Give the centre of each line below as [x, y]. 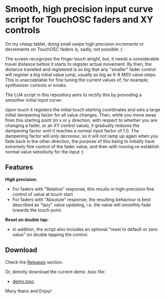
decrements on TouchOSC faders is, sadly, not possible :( [64, 49]
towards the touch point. [37, 210]
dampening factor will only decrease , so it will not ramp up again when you [82, 136]
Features [19, 167]
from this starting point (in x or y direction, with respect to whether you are [81, 120]
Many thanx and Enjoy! [28, 291]
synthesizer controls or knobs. [36, 85]
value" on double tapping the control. [50, 235]
